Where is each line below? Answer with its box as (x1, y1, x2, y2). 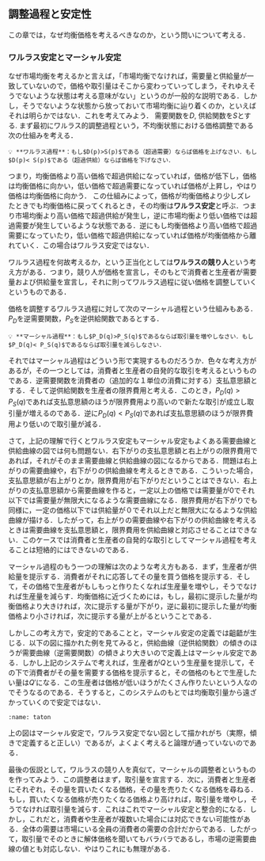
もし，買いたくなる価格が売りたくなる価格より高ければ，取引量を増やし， (8, 794, 251, 804)
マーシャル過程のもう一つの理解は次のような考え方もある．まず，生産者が (8, 562, 251, 572)
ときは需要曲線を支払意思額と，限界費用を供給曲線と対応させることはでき (8, 525, 251, 535)
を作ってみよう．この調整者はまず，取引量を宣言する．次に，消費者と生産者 (8, 775, 256, 784)
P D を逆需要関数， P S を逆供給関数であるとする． (8, 314, 164, 325)
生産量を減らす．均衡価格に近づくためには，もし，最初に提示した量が (21, 592, 251, 601)
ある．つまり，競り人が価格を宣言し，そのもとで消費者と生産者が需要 (28, 268, 257, 277)
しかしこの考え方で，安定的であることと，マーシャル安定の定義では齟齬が (8, 628, 251, 638)
